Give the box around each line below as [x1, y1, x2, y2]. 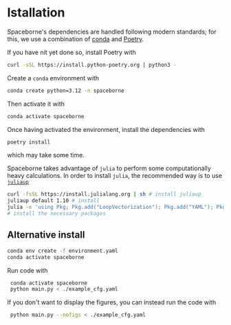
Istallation [7, 5, 65, 21]
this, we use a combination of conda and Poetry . [7, 34, 144, 43]
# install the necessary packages [7, 210, 107, 217]
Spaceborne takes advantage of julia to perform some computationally [7, 164, 212, 172]
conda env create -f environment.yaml [7, 247, 118, 254]
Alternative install [7, 229, 85, 241]
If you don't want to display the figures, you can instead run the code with [7, 298, 217, 306]
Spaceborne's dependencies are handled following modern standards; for [7, 27, 217, 36]
